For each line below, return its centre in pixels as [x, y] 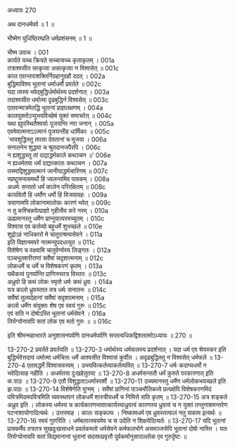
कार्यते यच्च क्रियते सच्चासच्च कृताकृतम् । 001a [61, 60]
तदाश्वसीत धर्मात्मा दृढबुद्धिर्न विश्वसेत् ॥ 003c [58, 100]
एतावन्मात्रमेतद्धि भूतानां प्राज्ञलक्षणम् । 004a [55, 108]
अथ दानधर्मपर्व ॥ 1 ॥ [31, 24]
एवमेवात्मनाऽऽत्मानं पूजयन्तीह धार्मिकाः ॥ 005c [59, 132]
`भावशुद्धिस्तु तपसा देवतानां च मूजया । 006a [57, 139]
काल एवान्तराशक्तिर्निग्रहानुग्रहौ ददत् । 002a [56, 76]
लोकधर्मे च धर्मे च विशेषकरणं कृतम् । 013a [55, 266]
